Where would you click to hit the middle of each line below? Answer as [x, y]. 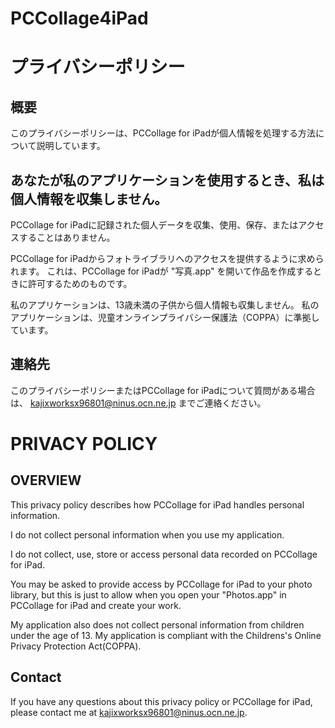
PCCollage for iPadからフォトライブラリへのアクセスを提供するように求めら [167, 258]
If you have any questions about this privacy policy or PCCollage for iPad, [161, 701]
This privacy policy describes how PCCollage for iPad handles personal [157, 504]
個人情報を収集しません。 [89, 198]
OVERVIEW [46, 480]
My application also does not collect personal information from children [157, 624]
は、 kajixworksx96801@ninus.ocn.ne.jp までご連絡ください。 [138, 403]
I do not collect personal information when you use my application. [147, 534]
